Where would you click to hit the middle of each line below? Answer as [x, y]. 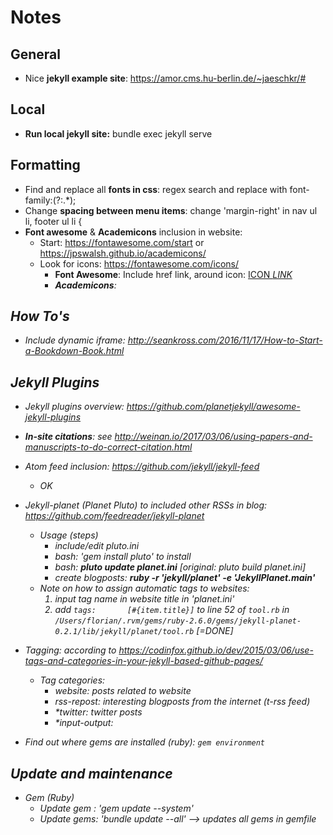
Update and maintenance [91, 773]
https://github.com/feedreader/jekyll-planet [114, 516]
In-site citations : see [68, 437]
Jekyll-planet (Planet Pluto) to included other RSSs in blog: [146, 505]
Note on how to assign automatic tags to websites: [144, 588]
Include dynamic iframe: [75, 340]
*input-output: [84, 723]
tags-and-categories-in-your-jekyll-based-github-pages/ [143, 661]
